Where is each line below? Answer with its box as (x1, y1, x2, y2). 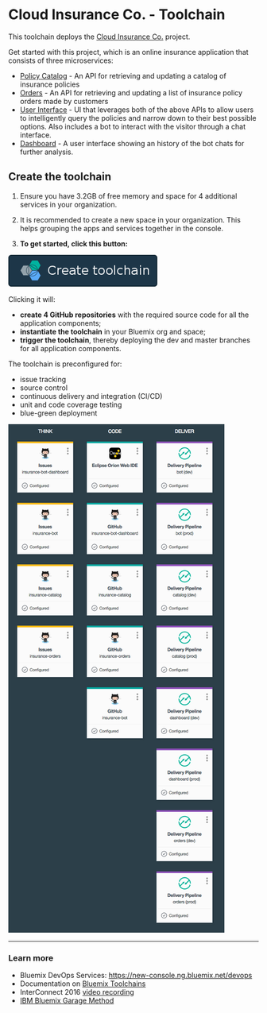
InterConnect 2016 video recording (19, 988, 135, 997)
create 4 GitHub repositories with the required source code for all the (19, 310, 250, 319)
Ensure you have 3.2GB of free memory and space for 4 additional (19, 191, 238, 200)
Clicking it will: (8, 294, 56, 304)
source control (19, 383, 68, 392)
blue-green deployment (19, 408, 98, 418)
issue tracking (19, 374, 66, 384)
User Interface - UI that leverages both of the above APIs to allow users (19, 105, 254, 114)
